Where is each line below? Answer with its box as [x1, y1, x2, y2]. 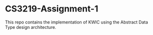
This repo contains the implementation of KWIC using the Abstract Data [5, 19, 148, 25]
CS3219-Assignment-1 [5, 3, 99, 14]
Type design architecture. [5, 24, 57, 30]
